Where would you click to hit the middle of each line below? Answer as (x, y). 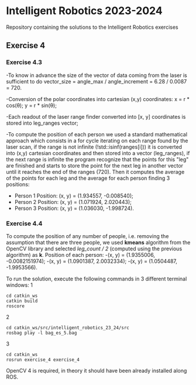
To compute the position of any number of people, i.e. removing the (87, 236)
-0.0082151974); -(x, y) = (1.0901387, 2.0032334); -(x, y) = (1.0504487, (92, 261)
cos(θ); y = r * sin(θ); (32, 105)
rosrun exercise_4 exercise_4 (43, 360)
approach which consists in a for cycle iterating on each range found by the (97, 140)
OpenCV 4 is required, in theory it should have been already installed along (97, 370)
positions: (18, 184)
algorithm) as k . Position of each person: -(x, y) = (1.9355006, (80, 255)
